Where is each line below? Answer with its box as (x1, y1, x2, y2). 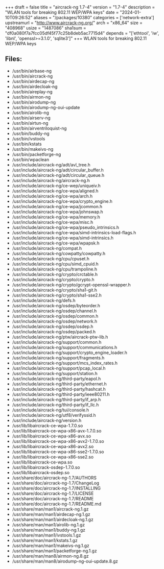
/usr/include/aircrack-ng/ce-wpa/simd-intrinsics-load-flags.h (12, 229, 136, 235)
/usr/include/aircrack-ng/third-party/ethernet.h (12, 380, 107, 387)
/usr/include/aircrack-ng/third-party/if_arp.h (12, 396, 101, 402)
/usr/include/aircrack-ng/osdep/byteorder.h (12, 302, 100, 308)
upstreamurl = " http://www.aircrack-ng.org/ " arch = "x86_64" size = (5, 20, 143, 26)
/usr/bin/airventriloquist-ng (12, 125, 67, 131)
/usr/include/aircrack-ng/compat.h (12, 245, 82, 251)
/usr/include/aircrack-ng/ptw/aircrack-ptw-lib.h (12, 334, 108, 340)
